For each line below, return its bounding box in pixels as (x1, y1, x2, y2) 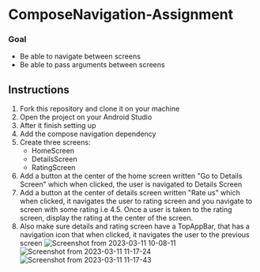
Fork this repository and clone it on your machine (19, 104, 180, 114)
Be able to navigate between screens (19, 51, 141, 61)
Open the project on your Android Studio (19, 112, 153, 122)
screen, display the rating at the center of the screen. (19, 213, 194, 223)
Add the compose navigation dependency (19, 129, 156, 139)
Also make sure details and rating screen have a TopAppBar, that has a (19, 221, 251, 231)
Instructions (8, 83, 70, 96)
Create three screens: (19, 138, 91, 147)
